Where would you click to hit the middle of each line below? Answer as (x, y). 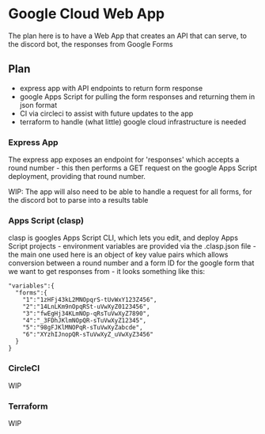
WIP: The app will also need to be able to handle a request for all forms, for (130, 192)
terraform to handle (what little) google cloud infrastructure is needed (133, 122)
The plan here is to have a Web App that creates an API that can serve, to (128, 36)
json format (38, 105)
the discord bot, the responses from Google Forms (91, 44)
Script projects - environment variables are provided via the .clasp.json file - (132, 246)
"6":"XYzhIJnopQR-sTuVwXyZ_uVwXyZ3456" (88, 335)
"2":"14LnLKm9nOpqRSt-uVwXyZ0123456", (86, 307)
